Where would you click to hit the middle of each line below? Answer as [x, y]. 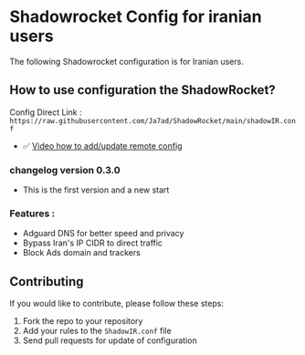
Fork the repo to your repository [83, 321]
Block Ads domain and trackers [82, 253]
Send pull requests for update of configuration [110, 340]
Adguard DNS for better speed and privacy [103, 234]
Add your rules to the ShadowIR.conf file [97, 331]
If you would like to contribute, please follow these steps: [116, 304]
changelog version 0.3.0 [65, 170]
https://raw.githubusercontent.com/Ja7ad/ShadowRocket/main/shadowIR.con [153, 120]
